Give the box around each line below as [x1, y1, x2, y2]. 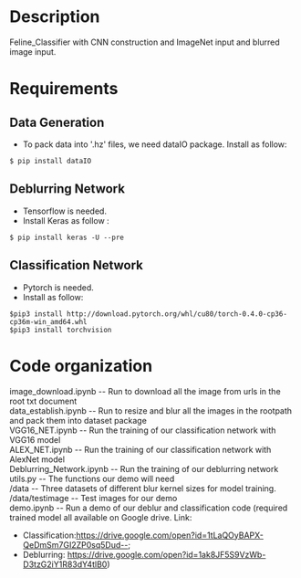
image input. [9, 46, 57, 57]
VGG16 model [9, 434, 61, 445]
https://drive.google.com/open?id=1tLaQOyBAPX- [76, 530, 265, 541]
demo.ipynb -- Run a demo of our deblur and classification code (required [9, 502, 288, 513]
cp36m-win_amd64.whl [9, 317, 88, 326]
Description [9, 6, 100, 27]
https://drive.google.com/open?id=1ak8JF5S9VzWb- [67, 549, 266, 560]
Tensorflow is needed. [22, 205, 108, 216]
